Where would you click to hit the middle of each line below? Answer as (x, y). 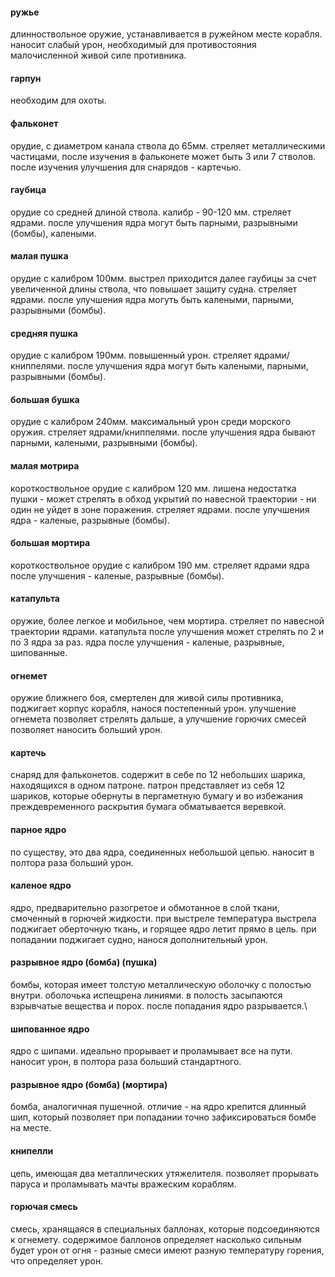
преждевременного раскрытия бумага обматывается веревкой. (148, 807)
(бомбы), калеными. (53, 233)
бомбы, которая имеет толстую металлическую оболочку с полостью (161, 985)
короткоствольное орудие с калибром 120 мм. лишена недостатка (153, 488)
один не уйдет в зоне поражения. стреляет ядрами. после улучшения (160, 509)
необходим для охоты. (58, 100)
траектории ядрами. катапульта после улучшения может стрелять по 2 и (167, 632)
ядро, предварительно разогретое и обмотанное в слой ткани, (145, 907)
